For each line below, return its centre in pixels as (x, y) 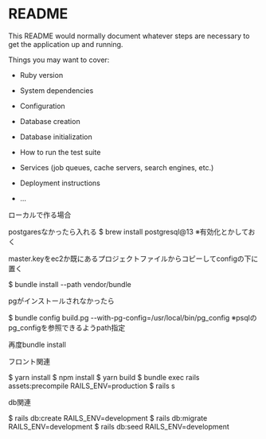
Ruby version (41, 75)
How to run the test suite (60, 152)
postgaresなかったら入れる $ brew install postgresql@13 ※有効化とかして (128, 231)
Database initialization (56, 137)
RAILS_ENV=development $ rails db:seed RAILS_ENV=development (119, 426)
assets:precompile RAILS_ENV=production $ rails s (92, 386)
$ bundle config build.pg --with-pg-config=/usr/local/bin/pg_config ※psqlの (133, 317)
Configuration (42, 106)
